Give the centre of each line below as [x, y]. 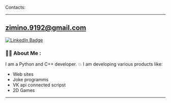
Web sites [23, 74]
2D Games [24, 90]
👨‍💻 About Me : [23, 53]
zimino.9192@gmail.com [46, 28]
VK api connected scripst [39, 85]
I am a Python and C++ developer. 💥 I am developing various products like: [84, 64]
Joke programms [31, 80]
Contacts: [16, 7]
